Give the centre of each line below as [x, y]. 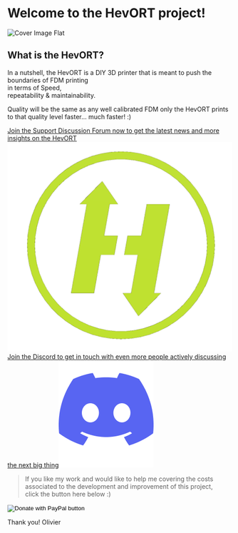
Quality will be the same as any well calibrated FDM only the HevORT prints [118, 109]
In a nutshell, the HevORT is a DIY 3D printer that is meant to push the [110, 72]
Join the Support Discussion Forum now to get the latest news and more [113, 131]
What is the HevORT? [56, 55]
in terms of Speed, [35, 88]
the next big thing [33, 465]
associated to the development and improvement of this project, [119, 487]
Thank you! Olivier [34, 522]
